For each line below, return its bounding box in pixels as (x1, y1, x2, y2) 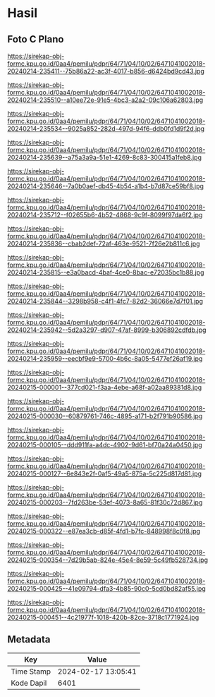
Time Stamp (11, 667, 51, 676)
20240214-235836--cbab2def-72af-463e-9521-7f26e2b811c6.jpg (7, 239, 200, 248)
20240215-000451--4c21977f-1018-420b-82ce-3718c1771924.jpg (7, 614, 199, 621)
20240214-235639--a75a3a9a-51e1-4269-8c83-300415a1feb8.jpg (7, 154, 202, 161)
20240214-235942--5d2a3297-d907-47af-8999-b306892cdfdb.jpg (7, 326, 207, 334)
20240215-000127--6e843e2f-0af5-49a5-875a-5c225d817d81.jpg (7, 469, 202, 478)
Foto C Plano (7, 33, 64, 45)
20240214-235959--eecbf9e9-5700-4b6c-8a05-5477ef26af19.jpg (7, 355, 203, 362)
